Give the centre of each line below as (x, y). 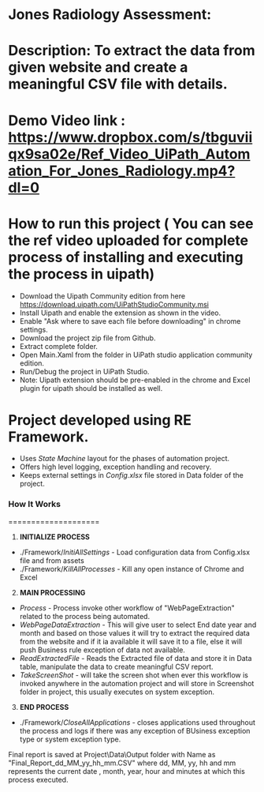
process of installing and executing (126, 257)
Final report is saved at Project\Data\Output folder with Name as (112, 754)
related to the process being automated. (85, 616)
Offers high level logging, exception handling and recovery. (115, 467)
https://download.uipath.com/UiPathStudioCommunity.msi (114, 304)
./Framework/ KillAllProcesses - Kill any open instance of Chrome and (132, 569)
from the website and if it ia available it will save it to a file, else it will (131, 641)
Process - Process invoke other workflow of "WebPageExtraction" (127, 608)
